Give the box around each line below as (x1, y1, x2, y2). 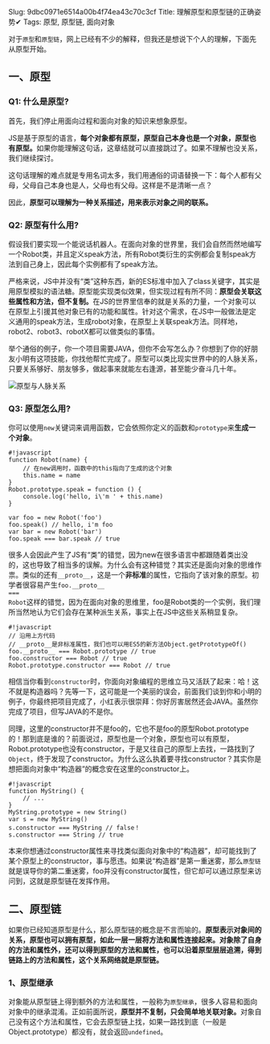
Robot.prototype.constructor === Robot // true (8, 662, 171, 670)
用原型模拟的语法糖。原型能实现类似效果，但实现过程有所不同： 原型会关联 (8, 286, 255, 296)
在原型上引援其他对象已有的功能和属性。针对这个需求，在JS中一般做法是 (8, 306, 249, 316)
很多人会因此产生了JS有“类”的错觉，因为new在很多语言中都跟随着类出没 (8, 550, 248, 560)
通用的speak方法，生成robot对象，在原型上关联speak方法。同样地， (14, 316, 243, 326)
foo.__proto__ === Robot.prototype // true (8, 647, 157, 656)
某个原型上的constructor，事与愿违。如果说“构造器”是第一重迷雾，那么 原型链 (8, 856, 261, 866)
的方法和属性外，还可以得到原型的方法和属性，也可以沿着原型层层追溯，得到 (8, 945, 262, 955)
